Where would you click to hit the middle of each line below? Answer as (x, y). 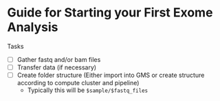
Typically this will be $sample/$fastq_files (88, 90)
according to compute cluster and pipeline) (78, 83)
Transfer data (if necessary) (57, 67)
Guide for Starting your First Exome (110, 13)
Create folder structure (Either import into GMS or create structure (111, 75)
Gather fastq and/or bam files (59, 59)
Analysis (33, 27)
